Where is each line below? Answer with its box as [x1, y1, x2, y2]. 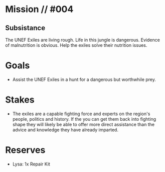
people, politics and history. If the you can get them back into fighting [12, 116, 156, 122]
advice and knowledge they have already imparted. [12, 127, 119, 133]
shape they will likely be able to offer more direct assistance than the [12, 121, 154, 127]
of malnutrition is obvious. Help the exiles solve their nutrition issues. [5, 42, 147, 48]
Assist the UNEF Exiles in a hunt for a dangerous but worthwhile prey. [12, 76, 156, 82]
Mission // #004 [5, 4, 74, 15]
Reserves [5, 144, 46, 156]
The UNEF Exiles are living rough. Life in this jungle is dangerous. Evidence [5, 37, 160, 43]
